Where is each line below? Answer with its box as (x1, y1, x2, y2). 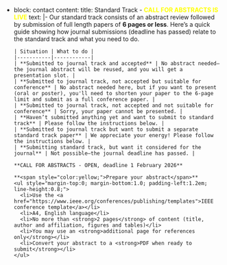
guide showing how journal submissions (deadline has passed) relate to (13, 27, 216, 36)
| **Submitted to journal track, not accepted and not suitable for (13, 102, 214, 109)
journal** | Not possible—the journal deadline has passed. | (13, 150, 195, 157)
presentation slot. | (13, 72, 75, 79)
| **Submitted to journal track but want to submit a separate (13, 126, 199, 133)
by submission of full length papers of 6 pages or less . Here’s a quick (13, 21, 211, 28)
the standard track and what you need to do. (13, 35, 140, 43)
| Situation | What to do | (13, 48, 94, 55)
